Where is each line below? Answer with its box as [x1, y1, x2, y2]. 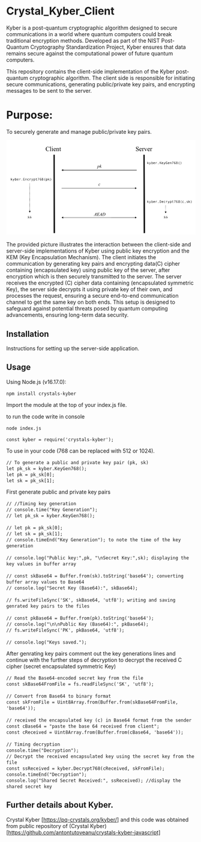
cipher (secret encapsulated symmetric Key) [6, 662, 116, 670]
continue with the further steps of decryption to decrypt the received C [6, 656, 182, 664]
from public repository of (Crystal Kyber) [6, 822, 107, 829]
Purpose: [6, 108, 53, 122]
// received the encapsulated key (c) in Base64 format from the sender [6, 717, 192, 723]
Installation [6, 328, 49, 339]
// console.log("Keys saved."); [6, 639, 87, 646]
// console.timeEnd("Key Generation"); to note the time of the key [6, 536, 181, 543]
